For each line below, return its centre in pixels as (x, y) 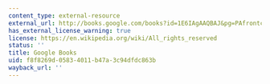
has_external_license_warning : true (70, 30)
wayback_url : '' (35, 68)
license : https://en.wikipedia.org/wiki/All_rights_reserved (113, 38)
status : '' (27, 46)
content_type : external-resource (64, 16)
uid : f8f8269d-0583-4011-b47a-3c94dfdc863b (82, 61)
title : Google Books (43, 53)
